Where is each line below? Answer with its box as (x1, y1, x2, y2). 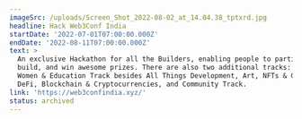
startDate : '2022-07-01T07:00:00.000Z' (9, 30, 159, 38)
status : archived (9, 96, 75, 106)
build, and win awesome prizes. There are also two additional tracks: (17, 64, 292, 72)
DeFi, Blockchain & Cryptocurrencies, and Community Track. (17, 80, 247, 89)
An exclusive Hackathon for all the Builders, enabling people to (17, 55, 271, 64)
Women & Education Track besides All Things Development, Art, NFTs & (17, 72, 288, 81)
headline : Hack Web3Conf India (9, 21, 127, 30)
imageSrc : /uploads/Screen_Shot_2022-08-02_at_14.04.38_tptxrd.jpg (9, 13, 268, 22)
